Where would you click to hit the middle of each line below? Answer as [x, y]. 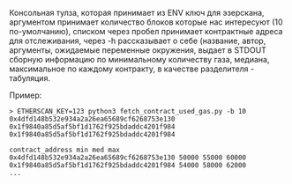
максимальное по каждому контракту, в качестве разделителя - [132, 69]
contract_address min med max [65, 150]
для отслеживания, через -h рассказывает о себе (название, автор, [138, 40]
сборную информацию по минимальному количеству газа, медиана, [139, 59]
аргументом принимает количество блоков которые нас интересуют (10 [146, 22]
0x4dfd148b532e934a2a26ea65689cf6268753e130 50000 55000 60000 [128, 158]
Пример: [26, 95]
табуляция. [30, 78]
